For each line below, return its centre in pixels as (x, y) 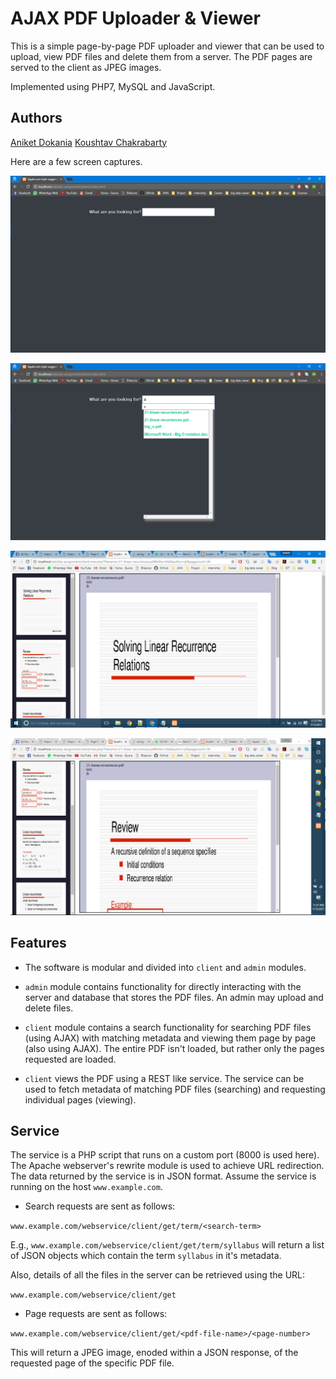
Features (38, 943)
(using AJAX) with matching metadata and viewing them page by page (170, 1038)
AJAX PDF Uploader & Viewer (135, 18)
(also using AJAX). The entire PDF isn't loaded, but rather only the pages (174, 1048)
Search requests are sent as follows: (100, 1206)
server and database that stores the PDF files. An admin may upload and (174, 997)
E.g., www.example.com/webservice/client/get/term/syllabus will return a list (167, 1245)
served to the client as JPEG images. (86, 67)
